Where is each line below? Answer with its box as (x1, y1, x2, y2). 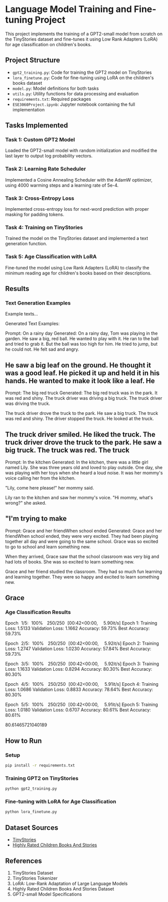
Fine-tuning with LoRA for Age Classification (5, 798, 116, 805)
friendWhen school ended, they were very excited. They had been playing (5, 533, 158, 539)
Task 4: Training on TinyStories (5, 224, 83, 231)
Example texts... (5, 311, 39, 317)
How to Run (5, 736, 42, 745)
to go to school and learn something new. (5, 543, 91, 550)
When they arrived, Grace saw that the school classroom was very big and (5, 553, 159, 559)
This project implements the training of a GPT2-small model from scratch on (5, 31, 163, 37)
